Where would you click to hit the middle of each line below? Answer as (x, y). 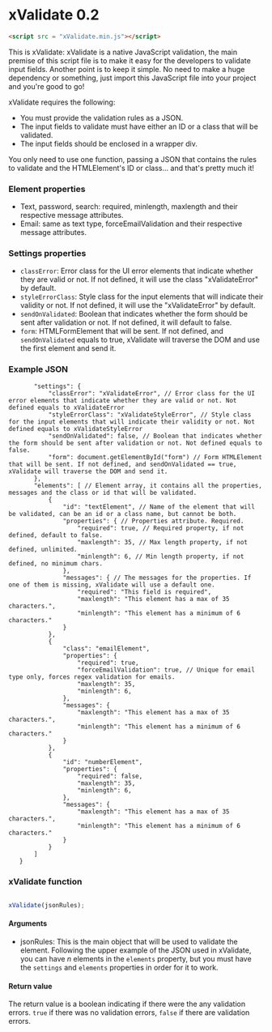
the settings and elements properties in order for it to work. (119, 968)
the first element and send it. (68, 348)
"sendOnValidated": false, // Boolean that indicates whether (155, 436)
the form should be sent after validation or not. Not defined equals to (136, 443)
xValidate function (45, 881)
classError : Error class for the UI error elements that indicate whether (136, 271)
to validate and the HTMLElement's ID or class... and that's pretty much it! (132, 168)
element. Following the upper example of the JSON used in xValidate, (136, 950)
